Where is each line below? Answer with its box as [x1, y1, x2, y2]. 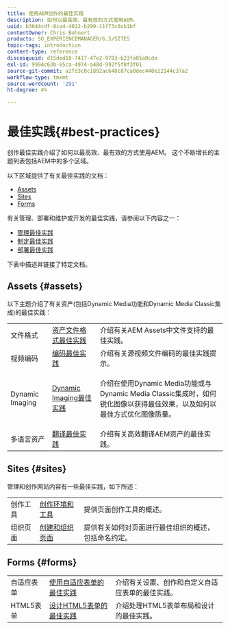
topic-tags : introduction [7, 42, 81, 49]
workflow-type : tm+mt [7, 73, 69, 81]
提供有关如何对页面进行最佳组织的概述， [83, 522, 214, 532]
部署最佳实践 [16, 246, 53, 254]
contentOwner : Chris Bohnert [7, 29, 90, 36]
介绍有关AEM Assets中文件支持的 [100, 325, 207, 335]
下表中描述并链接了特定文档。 [7, 260, 91, 268]
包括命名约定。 [83, 533, 132, 542]
